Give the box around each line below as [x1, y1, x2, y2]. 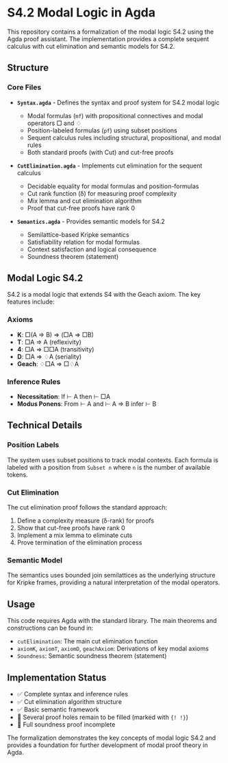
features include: [7, 297, 55, 306]
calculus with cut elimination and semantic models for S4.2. [7, 42, 175, 50]
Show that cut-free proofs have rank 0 [16, 524, 125, 532]
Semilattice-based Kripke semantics [27, 230, 129, 238]
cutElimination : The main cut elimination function [16, 637, 158, 646]
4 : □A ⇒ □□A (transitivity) [16, 345, 94, 353]
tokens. [7, 470, 29, 479]
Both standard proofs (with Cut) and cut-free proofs [27, 148, 174, 156]
